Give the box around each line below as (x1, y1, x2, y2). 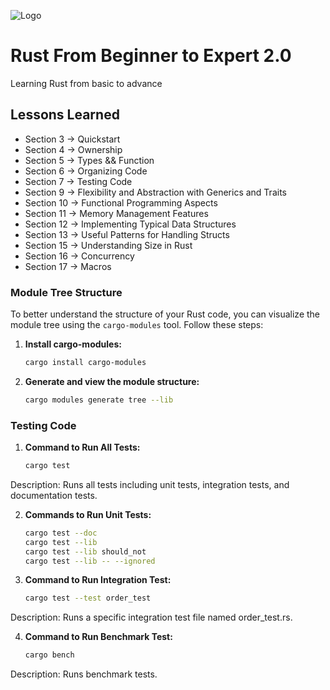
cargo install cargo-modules (24, 358, 147, 368)
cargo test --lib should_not (24, 546, 147, 557)
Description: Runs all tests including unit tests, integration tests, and (10, 478, 290, 490)
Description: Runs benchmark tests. (10, 668, 158, 680)
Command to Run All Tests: (24, 441, 141, 454)
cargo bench (24, 650, 75, 660)
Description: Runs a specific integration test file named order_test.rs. (10, 611, 293, 624)
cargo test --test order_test (24, 593, 152, 604)
